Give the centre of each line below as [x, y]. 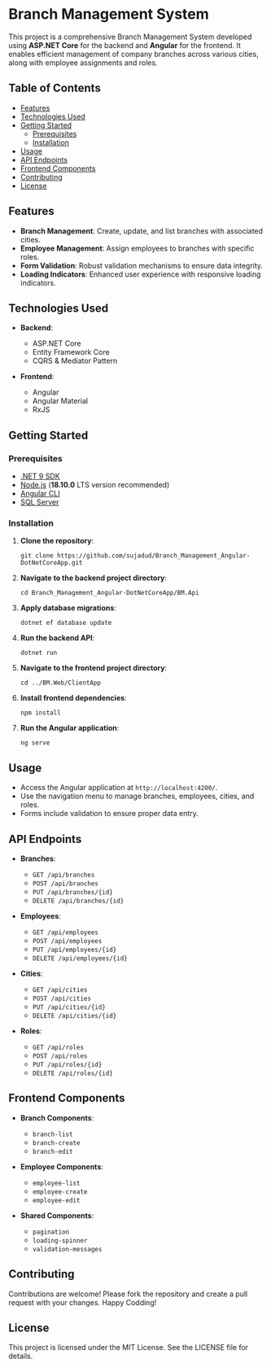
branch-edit [52, 1151]
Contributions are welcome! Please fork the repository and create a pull [128, 1294]
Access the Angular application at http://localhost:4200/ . [119, 788]
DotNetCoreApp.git [51, 563]
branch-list [52, 1134]
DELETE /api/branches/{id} [78, 901]
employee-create [60, 1192]
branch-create [56, 1143]
